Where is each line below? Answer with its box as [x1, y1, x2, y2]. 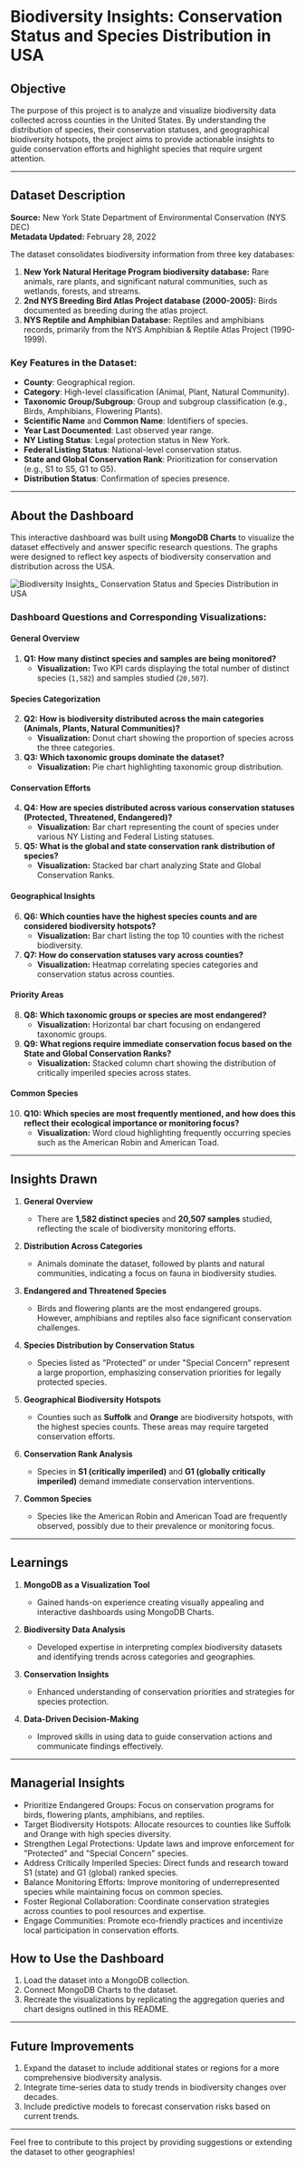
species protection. [36, 1696, 110, 1707]
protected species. [36, 1376, 108, 1388]
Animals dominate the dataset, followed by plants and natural [36, 1258, 265, 1269]
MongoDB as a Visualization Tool [23, 1579, 150, 1590]
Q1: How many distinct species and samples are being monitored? [23, 653, 277, 664]
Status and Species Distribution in [10, 25, 272, 46]
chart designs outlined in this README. [23, 2004, 170, 2015]
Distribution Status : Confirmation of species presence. [23, 473, 230, 484]
